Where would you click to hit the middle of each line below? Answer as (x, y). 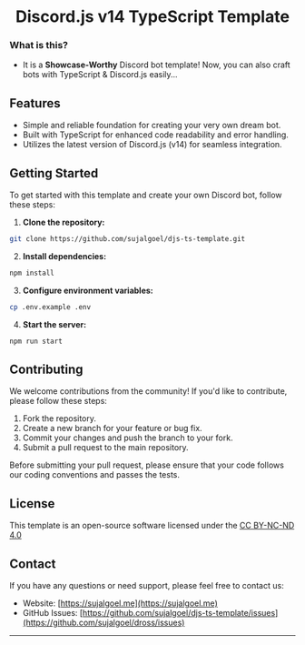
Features (35, 103)
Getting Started (54, 173)
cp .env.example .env (50, 307)
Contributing (46, 369)
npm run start (36, 341)
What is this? (39, 45)
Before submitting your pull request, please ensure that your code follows (147, 465)
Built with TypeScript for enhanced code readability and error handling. (155, 135)
